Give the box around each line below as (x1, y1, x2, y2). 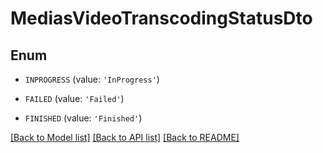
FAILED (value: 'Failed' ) (24, 93, 125, 104)
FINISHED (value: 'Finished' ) (24, 112, 143, 124)
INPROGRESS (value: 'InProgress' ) (24, 73, 160, 85)
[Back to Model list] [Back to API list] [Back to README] (10, 132, 240, 143)
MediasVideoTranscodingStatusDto (10, 7, 313, 30)
